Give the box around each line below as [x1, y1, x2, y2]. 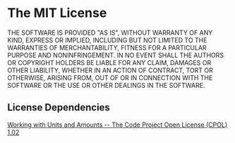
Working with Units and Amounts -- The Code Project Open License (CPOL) [7, 120, 228, 129]
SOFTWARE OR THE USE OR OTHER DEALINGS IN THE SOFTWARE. [7, 81, 205, 89]
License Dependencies [7, 101, 111, 114]
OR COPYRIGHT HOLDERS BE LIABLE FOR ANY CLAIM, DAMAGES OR [7, 58, 212, 67]
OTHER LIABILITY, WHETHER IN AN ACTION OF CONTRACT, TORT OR [7, 66, 213, 74]
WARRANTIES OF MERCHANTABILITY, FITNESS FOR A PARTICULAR [7, 43, 207, 52]
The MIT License [7, 5, 107, 21]
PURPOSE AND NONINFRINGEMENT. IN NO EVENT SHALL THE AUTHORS [7, 51, 224, 59]
